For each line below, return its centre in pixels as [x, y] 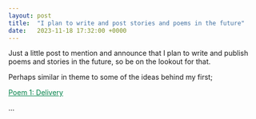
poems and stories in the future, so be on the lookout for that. [110, 61]
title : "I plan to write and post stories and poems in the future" [127, 23]
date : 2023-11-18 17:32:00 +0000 [68, 30]
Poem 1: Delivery [36, 93]
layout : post [30, 16]
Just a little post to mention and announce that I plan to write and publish [128, 54]
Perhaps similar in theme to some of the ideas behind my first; [111, 77]
